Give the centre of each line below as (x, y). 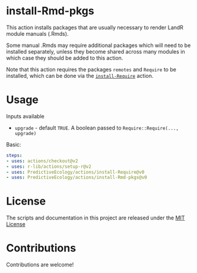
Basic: (14, 145)
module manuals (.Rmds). (37, 33)
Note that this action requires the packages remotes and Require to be (91, 69)
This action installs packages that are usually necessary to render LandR (95, 27)
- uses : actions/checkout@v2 (42, 161)
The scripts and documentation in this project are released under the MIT (96, 218)
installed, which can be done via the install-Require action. (80, 76)
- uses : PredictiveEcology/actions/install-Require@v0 (75, 172)
